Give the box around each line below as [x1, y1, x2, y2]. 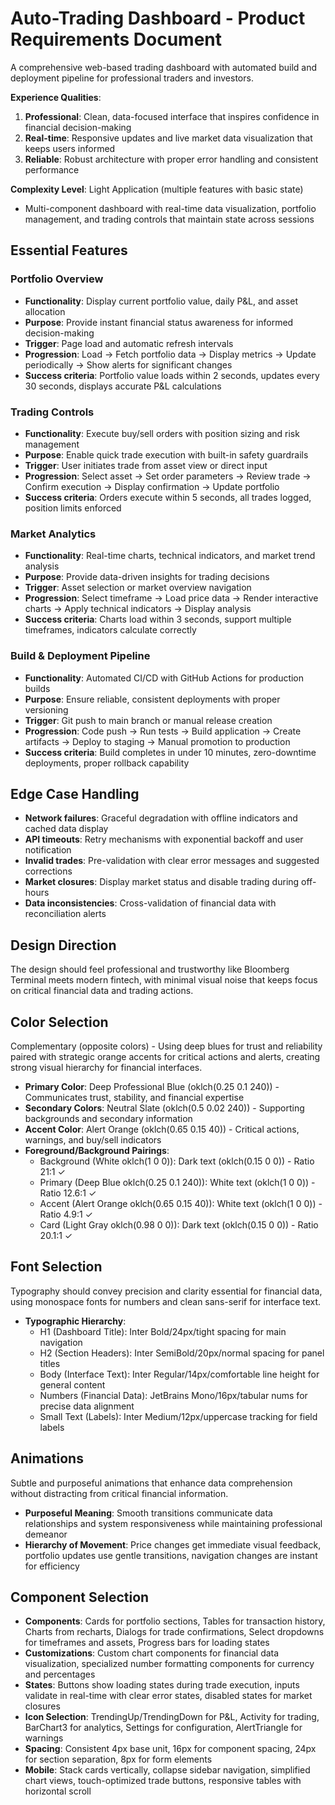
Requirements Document [10, 28, 223, 51]
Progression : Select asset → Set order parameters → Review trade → [24, 470, 312, 482]
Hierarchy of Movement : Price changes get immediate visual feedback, [24, 1538, 322, 1551]
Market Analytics [10, 527, 97, 541]
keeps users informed [24, 142, 116, 154]
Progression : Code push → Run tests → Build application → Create [24, 725, 302, 737]
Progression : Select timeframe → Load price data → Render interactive [24, 592, 319, 604]
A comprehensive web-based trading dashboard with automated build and [10, 61, 318, 73]
